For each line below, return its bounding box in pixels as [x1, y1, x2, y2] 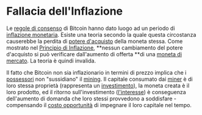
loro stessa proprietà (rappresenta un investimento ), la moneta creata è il [6, 81, 190, 89]
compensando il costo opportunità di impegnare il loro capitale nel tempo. [6, 101, 192, 108]
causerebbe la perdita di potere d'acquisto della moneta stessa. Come [6, 37, 183, 45]
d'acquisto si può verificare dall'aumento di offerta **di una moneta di [6, 50, 182, 57]
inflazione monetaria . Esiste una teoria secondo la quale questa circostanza [6, 31, 197, 38]
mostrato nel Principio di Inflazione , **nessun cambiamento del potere [6, 44, 183, 51]
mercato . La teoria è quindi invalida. [6, 57, 96, 64]
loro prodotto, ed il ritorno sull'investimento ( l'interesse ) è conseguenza [6, 88, 186, 95]
